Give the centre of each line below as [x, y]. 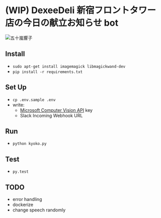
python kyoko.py [29, 144]
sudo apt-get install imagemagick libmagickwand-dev [69, 66]
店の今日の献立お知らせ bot [62, 23]
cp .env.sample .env [34, 100]
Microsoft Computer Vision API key [56, 110]
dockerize [23, 205]
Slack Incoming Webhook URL [51, 115]
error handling [27, 199]
